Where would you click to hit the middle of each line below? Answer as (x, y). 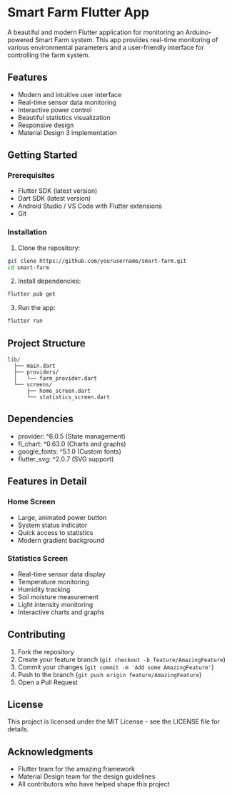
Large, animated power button (62, 517)
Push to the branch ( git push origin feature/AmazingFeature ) (110, 674)
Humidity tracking (44, 589)
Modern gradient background (61, 540)
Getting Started (42, 155)
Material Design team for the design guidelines (86, 776)
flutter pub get (31, 294)
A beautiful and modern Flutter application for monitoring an (96, 32)
